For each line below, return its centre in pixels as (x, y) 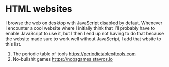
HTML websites (39, 9)
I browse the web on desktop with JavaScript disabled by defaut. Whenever (84, 23)
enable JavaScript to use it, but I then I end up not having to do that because (85, 33)
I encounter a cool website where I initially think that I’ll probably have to (80, 28)
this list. (13, 44)
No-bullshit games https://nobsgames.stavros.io (63, 59)
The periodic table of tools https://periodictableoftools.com (74, 54)
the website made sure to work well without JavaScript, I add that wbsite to (83, 39)
